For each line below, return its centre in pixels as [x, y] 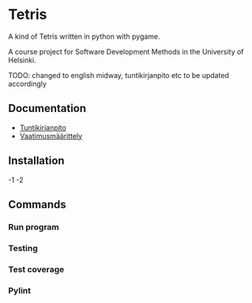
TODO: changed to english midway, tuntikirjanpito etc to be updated [118, 75]
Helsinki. [23, 60]
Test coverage [36, 269]
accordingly [28, 84]
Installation [36, 161]
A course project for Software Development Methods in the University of [126, 51]
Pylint [20, 290]
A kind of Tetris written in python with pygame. [84, 36]
